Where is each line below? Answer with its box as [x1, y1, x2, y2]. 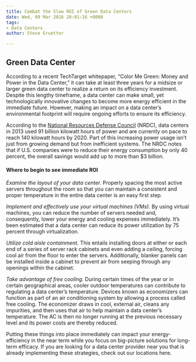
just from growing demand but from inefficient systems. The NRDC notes [6, 140, 182, 147]
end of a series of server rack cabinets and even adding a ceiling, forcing [6, 246, 183, 253]
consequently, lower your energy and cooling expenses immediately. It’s [6, 215, 180, 223]
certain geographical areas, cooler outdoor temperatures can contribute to [6, 282, 186, 289]
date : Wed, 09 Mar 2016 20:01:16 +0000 [6, 14, 104, 20]
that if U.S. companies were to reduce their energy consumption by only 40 [6, 146, 188, 153]
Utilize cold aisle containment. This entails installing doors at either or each [6, 239, 187, 246]
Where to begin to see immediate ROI [6, 166, 98, 173]
